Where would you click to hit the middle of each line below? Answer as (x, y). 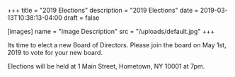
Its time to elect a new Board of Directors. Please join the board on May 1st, (117, 45)
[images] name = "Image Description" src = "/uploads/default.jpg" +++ (111, 31)
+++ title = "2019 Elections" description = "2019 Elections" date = (103, 10)
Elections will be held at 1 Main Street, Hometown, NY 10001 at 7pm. (106, 66)
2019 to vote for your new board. (55, 53)
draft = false (81, 18)
